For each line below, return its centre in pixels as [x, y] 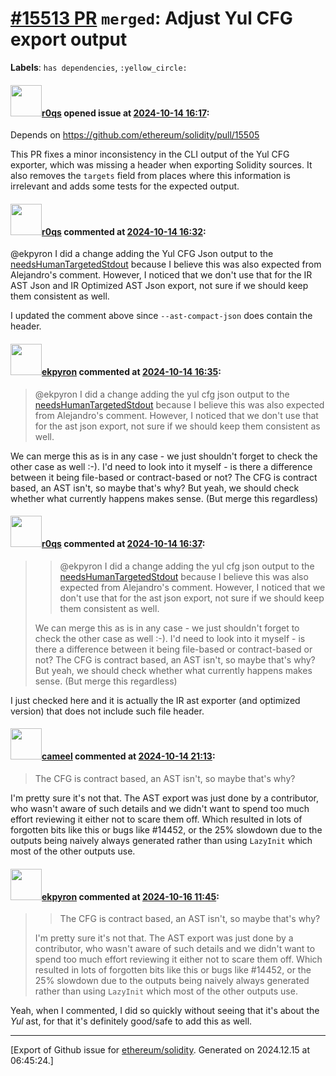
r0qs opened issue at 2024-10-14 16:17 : [125, 113]
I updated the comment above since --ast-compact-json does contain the [161, 316]
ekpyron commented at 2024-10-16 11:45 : [130, 896]
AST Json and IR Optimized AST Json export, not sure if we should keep [159, 286]
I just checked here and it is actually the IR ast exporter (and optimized [155, 700]
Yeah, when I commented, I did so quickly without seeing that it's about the [165, 1011]
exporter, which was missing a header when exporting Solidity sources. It [161, 165]
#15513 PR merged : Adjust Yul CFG [151, 18]
